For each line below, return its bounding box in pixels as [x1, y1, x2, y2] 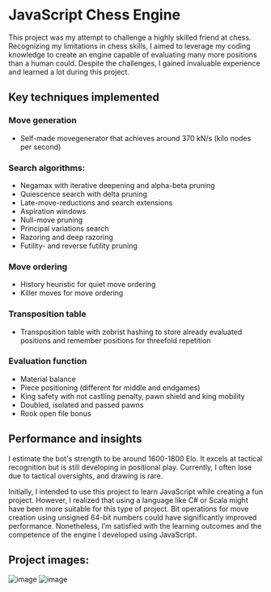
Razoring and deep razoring [19, 232, 113, 242]
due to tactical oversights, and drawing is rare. [8, 470, 163, 480]
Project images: [8, 553, 90, 567]
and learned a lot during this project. [8, 66, 129, 76]
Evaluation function [8, 355, 87, 367]
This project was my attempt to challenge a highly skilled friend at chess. [8, 32, 252, 42]
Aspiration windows [19, 206, 87, 216]
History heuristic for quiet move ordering [19, 280, 156, 290]
